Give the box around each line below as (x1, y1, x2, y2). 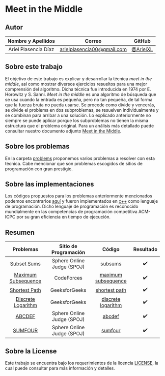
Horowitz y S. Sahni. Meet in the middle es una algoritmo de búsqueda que (5, 91, 156, 97)
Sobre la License (5, 347, 57, 355)
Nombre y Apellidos (7, 38, 55, 44)
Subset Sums (10, 260, 41, 267)
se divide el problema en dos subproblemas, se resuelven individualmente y (5, 107, 159, 113)
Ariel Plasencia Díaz (8, 46, 55, 53)
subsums (100, 260, 122, 267)
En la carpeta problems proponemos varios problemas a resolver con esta (5, 155, 155, 161)
